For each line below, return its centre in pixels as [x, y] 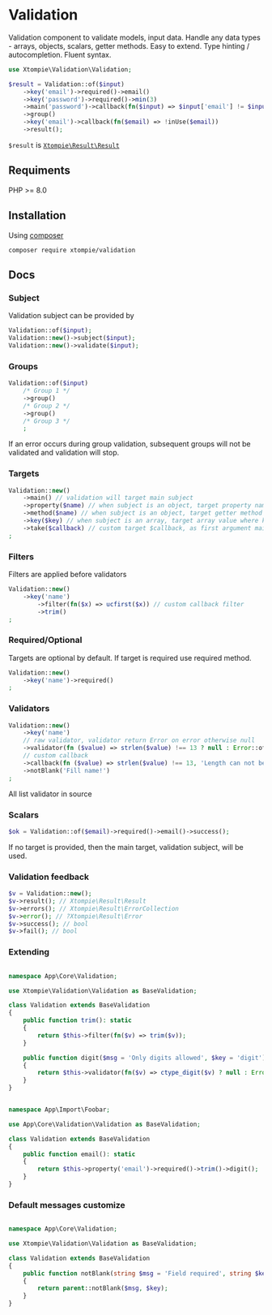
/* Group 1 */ [47, 391]
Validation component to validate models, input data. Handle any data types [134, 37]
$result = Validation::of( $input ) [67, 84]
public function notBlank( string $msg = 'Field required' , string [137, 1273]
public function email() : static [79, 1154]
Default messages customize [67, 1205]
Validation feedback [49, 877]
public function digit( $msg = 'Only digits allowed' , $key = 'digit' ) [144, 1058]
